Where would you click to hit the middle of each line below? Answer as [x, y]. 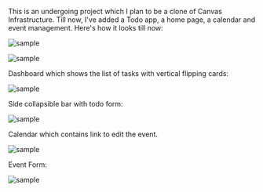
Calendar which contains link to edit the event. [83, 134]
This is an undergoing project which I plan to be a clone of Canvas [115, 11]
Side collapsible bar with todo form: [66, 104]
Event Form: [27, 165]
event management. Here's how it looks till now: [86, 28]
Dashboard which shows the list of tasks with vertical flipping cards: [119, 73]
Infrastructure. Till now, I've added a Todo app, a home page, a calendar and [132, 20]
